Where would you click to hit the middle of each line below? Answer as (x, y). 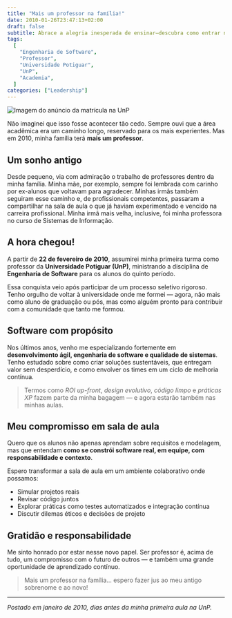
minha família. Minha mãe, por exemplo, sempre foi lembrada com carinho (113, 184)
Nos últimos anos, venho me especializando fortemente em (92, 347)
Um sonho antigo (45, 160)
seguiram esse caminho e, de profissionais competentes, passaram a (106, 198)
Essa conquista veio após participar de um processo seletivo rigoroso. (107, 287)
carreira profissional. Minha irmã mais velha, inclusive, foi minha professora (115, 213)
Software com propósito (60, 331)
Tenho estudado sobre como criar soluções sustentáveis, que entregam (109, 362)
